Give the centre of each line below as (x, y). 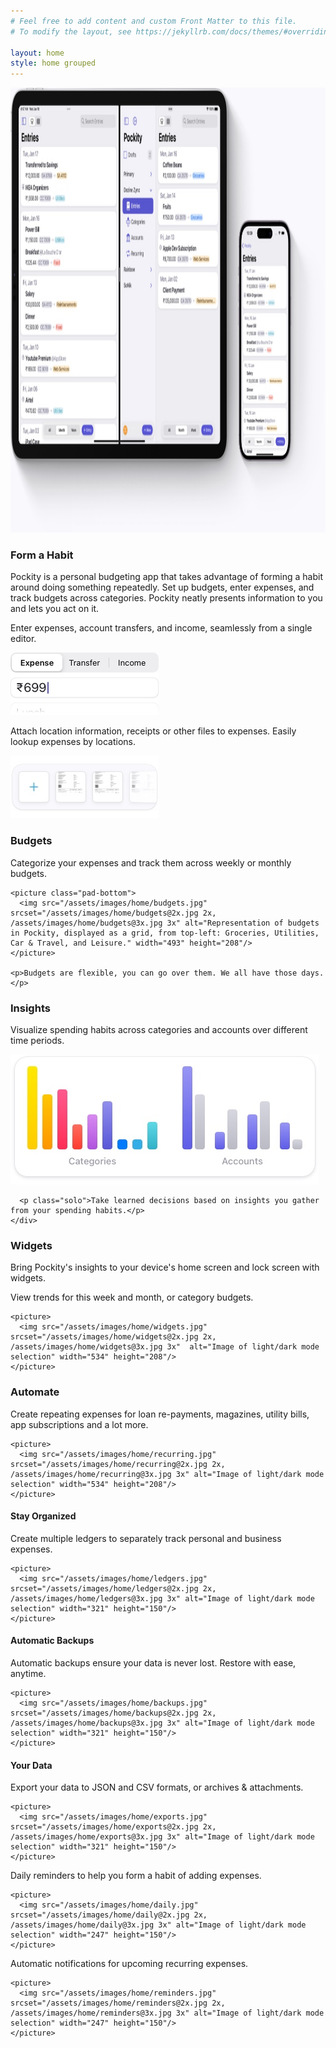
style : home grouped (53, 63)
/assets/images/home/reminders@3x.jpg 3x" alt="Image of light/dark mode (167, 2013)
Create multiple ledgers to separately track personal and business (146, 1538)
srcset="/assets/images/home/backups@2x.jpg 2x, (113, 1713)
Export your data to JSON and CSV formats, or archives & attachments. (157, 1787)
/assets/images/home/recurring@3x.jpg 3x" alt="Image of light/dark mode (167, 1474)
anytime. (28, 1674)
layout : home (37, 53)
